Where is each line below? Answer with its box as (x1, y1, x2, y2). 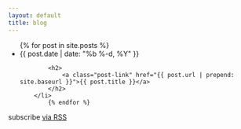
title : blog (8, 19, 47, 27)
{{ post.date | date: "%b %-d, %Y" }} (19, 49, 140, 58)
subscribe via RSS (8, 112, 68, 122)
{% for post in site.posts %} (19, 40, 110, 50)
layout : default (8, 11, 61, 20)
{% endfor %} (48, 98, 90, 106)
